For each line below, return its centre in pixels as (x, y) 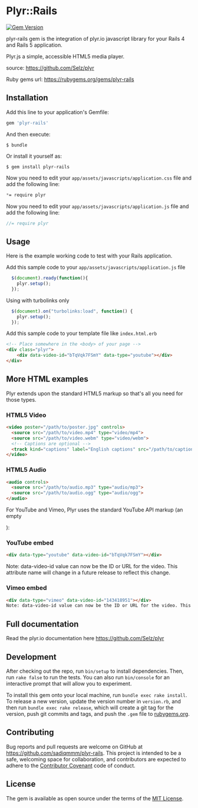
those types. (21, 399)
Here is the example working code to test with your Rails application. (89, 256)
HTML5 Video (26, 415)
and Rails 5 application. (34, 45)
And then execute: (28, 134)
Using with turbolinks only (38, 300)
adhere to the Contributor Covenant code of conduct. (71, 765)
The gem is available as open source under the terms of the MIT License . (95, 798)
